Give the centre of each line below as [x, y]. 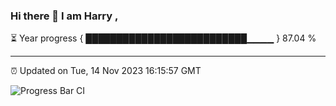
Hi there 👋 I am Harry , [64, 16]
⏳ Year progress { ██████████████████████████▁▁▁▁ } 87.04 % [163, 38]
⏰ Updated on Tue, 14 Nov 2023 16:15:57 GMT [106, 71]
